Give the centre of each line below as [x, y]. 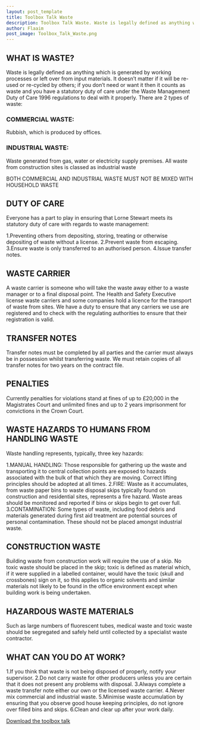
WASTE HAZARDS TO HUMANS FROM [78, 430]
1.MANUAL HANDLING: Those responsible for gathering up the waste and [96, 464]
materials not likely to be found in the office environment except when [92, 587]
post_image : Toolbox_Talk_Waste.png [51, 34]
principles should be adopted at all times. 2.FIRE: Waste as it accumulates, [97, 483]
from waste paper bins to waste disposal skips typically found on [86, 490]
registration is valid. [30, 320]
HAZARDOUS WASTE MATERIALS [70, 611]
